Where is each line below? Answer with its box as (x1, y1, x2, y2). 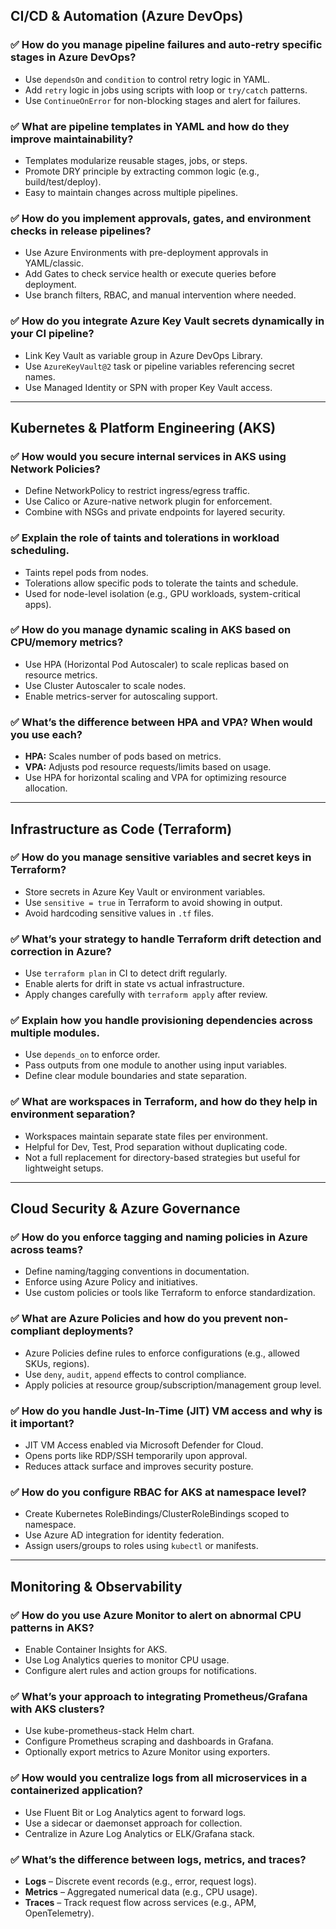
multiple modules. (10, 1026, 100, 1040)
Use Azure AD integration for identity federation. (24, 1529, 225, 1541)
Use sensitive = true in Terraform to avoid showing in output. (24, 896, 283, 908)
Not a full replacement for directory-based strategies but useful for (24, 1151, 301, 1163)
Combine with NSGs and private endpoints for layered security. (24, 506, 286, 518)
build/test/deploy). (24, 175, 102, 188)
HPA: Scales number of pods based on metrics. (24, 750, 222, 763)
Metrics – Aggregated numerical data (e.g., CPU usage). (24, 1885, 258, 1898)
